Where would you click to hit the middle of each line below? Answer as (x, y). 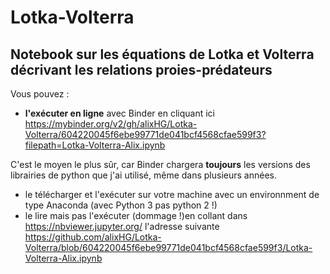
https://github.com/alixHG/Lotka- (93, 237)
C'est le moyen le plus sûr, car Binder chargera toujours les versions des (160, 164)
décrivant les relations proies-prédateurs (141, 69)
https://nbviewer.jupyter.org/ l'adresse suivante (122, 226)
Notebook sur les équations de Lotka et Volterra (162, 54)
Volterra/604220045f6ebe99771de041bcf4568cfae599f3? (145, 134)
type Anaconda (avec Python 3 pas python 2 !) (121, 205)
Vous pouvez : (40, 94)
